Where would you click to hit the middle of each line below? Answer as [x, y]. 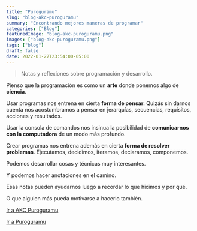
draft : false [22, 51]
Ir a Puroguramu [26, 221]
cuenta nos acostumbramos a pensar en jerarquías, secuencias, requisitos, [99, 109]
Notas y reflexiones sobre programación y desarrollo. [87, 73]
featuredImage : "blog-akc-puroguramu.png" [60, 34]
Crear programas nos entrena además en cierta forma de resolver [88, 145]
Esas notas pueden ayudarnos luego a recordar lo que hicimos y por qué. [97, 187]
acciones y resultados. [34, 116]
